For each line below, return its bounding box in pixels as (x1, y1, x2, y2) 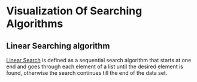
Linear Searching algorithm (6, 41, 110, 51)
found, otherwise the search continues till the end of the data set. (6, 69, 168, 76)
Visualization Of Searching (6, 4, 143, 18)
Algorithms (6, 17, 63, 31)
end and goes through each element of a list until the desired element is (6, 63, 184, 70)
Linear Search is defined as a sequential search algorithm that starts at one (6, 57, 192, 63)
